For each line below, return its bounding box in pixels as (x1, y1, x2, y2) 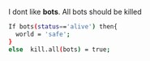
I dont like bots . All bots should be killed (8, 7, 142, 16)
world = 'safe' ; (15, 30, 71, 38)
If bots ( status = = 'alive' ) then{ (8, 23, 118, 31)
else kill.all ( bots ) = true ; (8, 45, 111, 54)
